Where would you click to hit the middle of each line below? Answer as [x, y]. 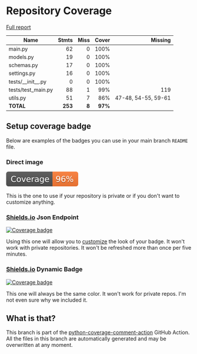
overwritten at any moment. [39, 345]
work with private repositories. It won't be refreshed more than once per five [99, 248]
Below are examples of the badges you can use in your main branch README [97, 140]
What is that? [31, 318]
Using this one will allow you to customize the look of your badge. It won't [96, 241]
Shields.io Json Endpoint [43, 217]
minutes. [17, 254]
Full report [19, 27]
